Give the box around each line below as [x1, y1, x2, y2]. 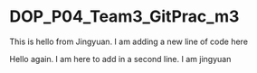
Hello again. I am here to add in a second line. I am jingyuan [9, 53, 232, 64]
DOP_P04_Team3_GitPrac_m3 [9, 6, 240, 27]
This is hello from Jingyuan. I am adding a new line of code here [9, 36, 249, 47]
